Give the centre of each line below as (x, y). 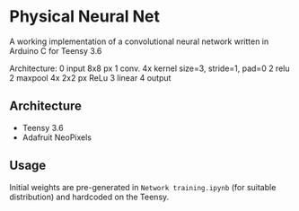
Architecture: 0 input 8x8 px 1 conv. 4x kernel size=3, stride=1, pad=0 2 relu (149, 68)
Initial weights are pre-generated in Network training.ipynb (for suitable (143, 187)
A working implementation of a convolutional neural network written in (139, 41)
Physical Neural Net (84, 17)
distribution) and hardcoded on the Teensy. (89, 197)
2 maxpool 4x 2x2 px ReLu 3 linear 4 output (90, 77)
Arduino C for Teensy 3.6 (56, 50)
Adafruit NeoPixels (57, 137)
